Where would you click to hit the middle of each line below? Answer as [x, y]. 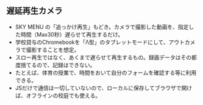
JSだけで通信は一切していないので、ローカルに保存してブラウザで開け [104, 88]
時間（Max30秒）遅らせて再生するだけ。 [72, 34]
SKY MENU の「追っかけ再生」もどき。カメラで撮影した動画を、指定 [102, 27]
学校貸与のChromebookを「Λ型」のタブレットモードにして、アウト [100, 42]
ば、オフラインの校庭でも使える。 [58, 95]
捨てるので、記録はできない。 [58, 65]
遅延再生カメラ [34, 11]
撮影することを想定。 [53, 49]
